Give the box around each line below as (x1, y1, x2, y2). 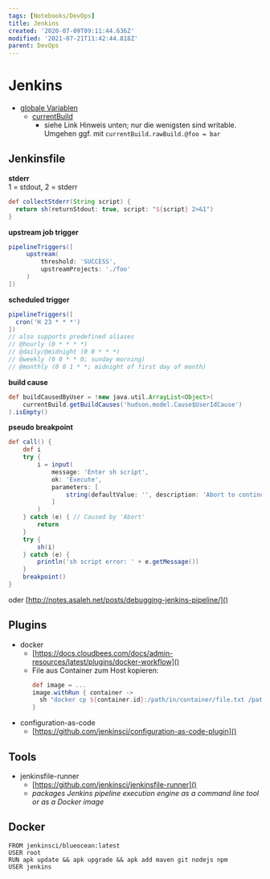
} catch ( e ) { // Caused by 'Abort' (22, 513, 146, 521)
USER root (8, 848, 42, 856)
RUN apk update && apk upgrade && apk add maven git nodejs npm (8, 856, 228, 864)
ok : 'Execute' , (51, 475, 103, 483)
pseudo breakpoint (8, 422, 74, 432)
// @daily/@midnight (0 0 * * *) (8, 348, 121, 356)
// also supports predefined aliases (8, 333, 135, 341)
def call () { (8, 438, 52, 446)
